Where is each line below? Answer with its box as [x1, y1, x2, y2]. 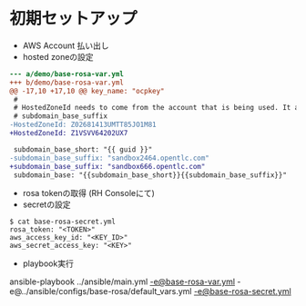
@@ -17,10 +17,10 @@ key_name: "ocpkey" [9, 86, 166, 95]
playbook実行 [22, 258, 75, 269]
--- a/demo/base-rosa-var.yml [9, 69, 125, 78]
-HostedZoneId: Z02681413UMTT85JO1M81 [9, 120, 157, 130]
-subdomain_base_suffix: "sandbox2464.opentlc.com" [9, 153, 209, 163]
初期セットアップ [9, 8, 138, 29]
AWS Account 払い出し [22, 40, 109, 51]
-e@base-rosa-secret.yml [193, 286, 291, 297]
